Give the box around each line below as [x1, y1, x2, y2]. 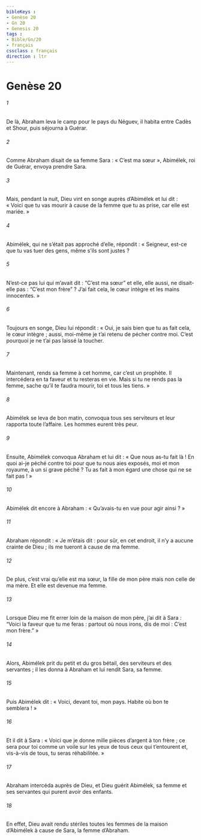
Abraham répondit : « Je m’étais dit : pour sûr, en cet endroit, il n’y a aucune [6, 537, 194, 544]
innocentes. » [6, 292, 40, 299]
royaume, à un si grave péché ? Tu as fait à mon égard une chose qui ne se [6, 466, 192, 473]
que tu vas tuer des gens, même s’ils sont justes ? [6, 247, 130, 254]
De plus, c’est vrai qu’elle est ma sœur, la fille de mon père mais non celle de [6, 575, 196, 583]
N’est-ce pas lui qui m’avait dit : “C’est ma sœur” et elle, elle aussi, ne [6, 279, 178, 286]
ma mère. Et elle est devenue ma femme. [6, 582, 107, 589]
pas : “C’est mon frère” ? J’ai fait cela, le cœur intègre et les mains [16, 286, 180, 293]
